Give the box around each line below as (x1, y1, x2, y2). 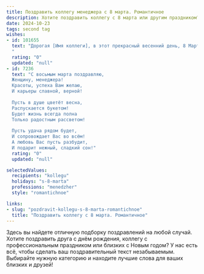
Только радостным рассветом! (12, 116, 86, 122)
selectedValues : (6, 167, 47, 174)
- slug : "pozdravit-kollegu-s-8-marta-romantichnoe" (6, 206, 143, 213)
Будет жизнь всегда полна (12, 111, 78, 117)
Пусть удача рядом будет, (12, 128, 78, 134)
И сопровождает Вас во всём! (12, 133, 86, 140)
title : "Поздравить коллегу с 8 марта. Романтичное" (12, 212, 148, 218)
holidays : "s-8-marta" (12, 178, 69, 184)
